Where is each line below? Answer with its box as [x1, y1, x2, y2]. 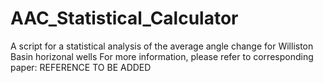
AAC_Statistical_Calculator [10, 7, 239, 30]
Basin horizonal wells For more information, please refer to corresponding [10, 50, 314, 62]
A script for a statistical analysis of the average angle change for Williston [10, 40, 314, 52]
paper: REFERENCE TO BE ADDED [10, 61, 152, 73]
